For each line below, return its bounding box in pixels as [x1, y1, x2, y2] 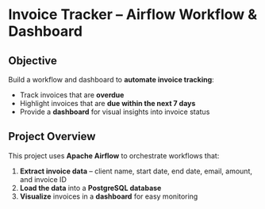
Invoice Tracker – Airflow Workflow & [8, 6, 258, 24]
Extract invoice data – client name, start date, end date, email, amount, [19, 166, 252, 176]
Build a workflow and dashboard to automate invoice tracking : [8, 75, 214, 84]
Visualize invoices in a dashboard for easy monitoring [19, 192, 198, 201]
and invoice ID [19, 174, 67, 184]
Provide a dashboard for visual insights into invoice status [19, 107, 210, 116]
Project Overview [8, 130, 96, 143]
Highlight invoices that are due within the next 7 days [19, 99, 196, 108]
